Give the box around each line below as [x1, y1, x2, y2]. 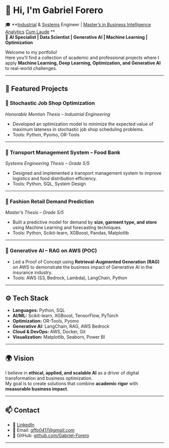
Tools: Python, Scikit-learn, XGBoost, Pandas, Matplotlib [12, 230, 129, 236]
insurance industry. [12, 269, 53, 275]
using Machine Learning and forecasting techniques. [12, 225, 122, 231]
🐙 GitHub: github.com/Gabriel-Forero [12, 432, 90, 438]
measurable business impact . [5, 386, 69, 392]
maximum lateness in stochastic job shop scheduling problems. [12, 126, 144, 132]
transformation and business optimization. [5, 375, 93, 382]
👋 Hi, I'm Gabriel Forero [5, 5, 104, 16]
